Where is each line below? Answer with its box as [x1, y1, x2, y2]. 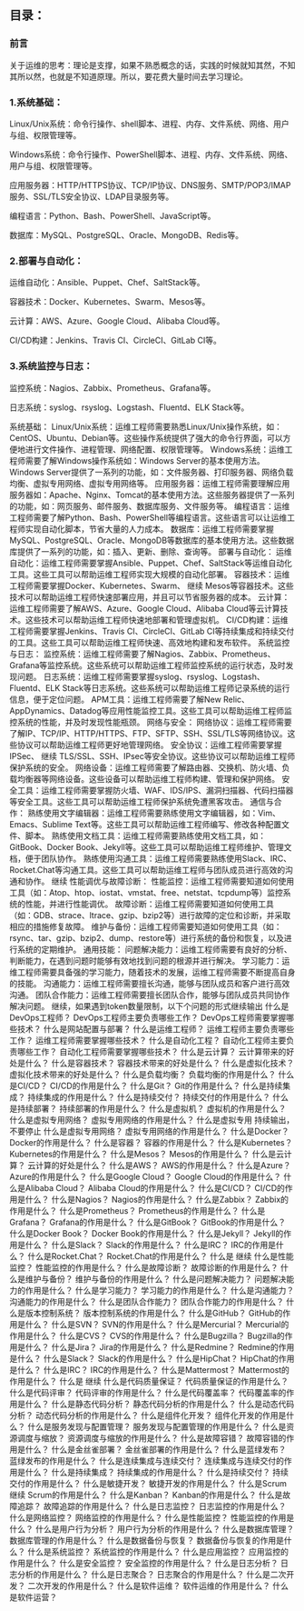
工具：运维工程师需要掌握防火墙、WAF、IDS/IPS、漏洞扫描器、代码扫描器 [16, 785, 294, 795]
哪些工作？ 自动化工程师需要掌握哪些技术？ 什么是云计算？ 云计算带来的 [16, 1046, 287, 1056]
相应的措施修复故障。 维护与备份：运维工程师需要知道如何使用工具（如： [9, 921, 282, 932]
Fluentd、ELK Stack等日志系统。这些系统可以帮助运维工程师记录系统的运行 [9, 682, 290, 693]
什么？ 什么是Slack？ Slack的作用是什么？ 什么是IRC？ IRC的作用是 [25, 1239, 277, 1250]
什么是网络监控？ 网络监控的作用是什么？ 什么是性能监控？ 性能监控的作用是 [9, 1512, 295, 1523]
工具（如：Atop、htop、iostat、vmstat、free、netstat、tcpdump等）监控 [9, 886, 283, 897]
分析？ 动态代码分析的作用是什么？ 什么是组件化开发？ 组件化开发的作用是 [9, 1409, 287, 1420]
